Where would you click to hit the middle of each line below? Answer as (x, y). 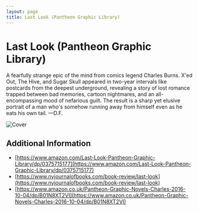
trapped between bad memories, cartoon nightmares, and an (80, 94)
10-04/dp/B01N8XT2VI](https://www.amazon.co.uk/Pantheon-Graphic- (101, 196)
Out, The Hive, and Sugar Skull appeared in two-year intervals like (87, 82)
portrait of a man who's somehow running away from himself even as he (94, 107)
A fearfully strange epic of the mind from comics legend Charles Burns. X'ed (99, 75)
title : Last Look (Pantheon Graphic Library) (63, 17)
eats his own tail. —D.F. (35, 113)
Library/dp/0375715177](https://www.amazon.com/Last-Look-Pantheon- (103, 164)
